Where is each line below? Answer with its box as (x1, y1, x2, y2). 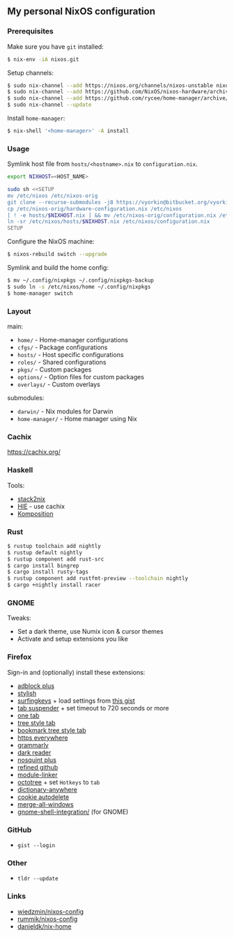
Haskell (7, 465, 33, 475)
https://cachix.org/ (7, 448, 61, 456)
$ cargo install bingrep (7, 562, 79, 569)
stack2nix (17, 494, 46, 503)
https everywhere (17, 733, 68, 742)
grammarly (17, 740, 49, 749)
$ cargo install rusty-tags (7, 568, 89, 576)
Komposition (17, 509, 54, 518)
